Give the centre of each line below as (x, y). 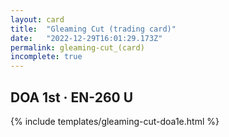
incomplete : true (46, 57)
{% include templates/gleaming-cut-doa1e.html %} (115, 121)
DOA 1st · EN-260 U (72, 97)
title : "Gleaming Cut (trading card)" (93, 29)
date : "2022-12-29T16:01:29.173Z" (86, 38)
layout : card (37, 19)
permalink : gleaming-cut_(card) (77, 47)
